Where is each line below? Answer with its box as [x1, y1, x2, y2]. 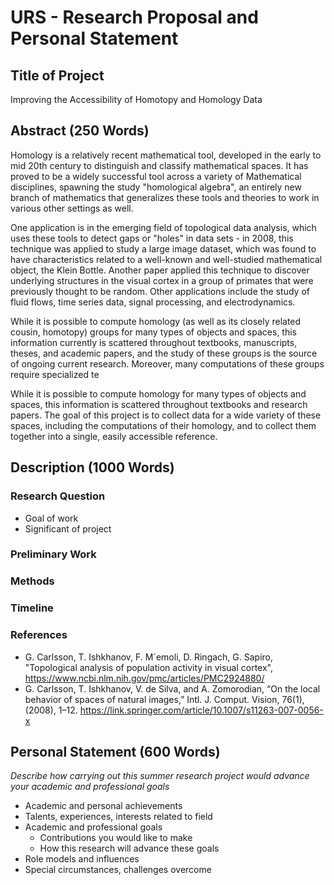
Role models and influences [24, 853, 140, 865]
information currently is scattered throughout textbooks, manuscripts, [10, 336, 298, 348]
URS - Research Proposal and [10, 6, 259, 29]
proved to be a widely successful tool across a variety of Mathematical [10, 170, 302, 182]
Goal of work [24, 512, 79, 524]
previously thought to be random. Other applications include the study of [10, 285, 310, 297]
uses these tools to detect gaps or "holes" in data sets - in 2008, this [10, 232, 294, 244]
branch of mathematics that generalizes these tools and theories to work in [10, 191, 320, 203]
